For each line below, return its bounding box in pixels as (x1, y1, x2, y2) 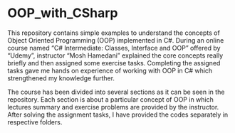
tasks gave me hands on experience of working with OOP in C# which (7, 66, 213, 75)
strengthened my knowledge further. (7, 73, 115, 83)
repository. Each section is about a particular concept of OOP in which (7, 95, 214, 104)
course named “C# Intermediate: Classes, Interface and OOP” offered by (7, 43, 221, 52)
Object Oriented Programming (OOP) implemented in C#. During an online (7, 36, 224, 44)
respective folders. (7, 117, 63, 126)
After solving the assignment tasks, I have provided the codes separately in (7, 110, 229, 119)
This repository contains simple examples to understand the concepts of (7, 28, 221, 37)
